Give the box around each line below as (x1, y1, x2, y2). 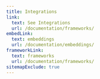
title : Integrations (6, 8, 58, 15)
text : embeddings (11, 36, 55, 42)
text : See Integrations (11, 20, 70, 26)
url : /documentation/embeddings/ (11, 42, 95, 48)
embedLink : (6, 31, 33, 37)
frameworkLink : (6, 48, 44, 53)
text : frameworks (11, 53, 55, 59)
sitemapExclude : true (6, 64, 60, 70)
